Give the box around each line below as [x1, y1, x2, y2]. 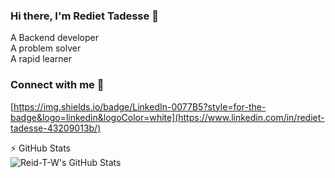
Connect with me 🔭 [10, 78, 105, 92]
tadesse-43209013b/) [10, 122, 102, 134]
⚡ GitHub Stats [10, 142, 71, 154]
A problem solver [10, 42, 82, 54]
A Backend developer [10, 32, 99, 44]
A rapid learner [10, 53, 72, 65]
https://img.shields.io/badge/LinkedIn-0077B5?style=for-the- [13, 100, 267, 113]
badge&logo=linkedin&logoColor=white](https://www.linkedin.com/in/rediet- [10, 111, 325, 123]
